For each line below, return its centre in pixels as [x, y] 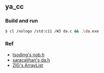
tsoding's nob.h [28, 55]
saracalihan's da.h [31, 60]
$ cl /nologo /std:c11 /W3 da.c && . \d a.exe [52, 31]
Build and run [22, 21]
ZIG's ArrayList [28, 65]
